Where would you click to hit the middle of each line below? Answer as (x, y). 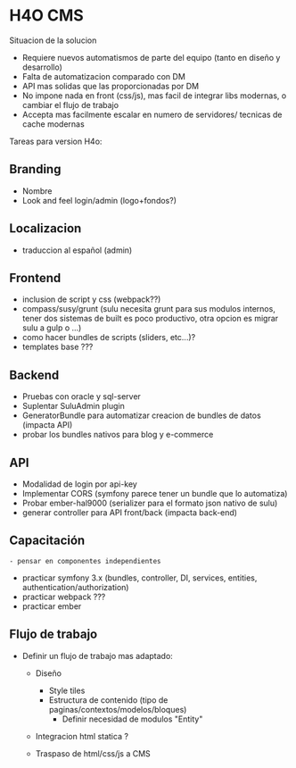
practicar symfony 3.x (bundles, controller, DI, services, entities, (140, 578)
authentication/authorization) (75, 587)
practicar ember (52, 606)
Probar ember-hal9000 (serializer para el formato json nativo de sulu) (150, 503)
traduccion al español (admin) (77, 250)
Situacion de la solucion (53, 40)
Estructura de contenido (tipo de (108, 700)
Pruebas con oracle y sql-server (81, 397)
